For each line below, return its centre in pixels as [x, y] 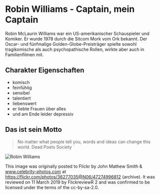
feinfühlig [22, 88]
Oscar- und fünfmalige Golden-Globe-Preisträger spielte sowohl [71, 44]
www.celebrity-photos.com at [36, 171]
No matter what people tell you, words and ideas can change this [84, 142]
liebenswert [24, 103]
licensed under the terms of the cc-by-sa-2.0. [52, 187]
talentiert [22, 98]
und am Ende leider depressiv [43, 114]
